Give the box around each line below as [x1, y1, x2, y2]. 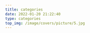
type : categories [5, 16, 41, 21]
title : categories [5, 7, 43, 12]
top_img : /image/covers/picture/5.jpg [5, 20, 85, 26]
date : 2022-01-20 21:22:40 [5, 12, 61, 16]
